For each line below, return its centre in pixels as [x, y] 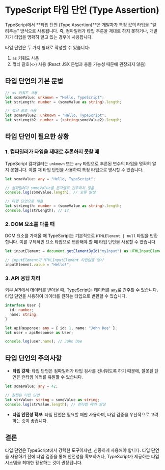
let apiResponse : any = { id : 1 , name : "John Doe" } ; [61, 328]
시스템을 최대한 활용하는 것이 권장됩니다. [44, 463]
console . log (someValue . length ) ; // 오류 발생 [50, 193]
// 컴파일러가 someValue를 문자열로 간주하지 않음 [50, 188]
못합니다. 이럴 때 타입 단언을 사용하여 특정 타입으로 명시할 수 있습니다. [77, 169]
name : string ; [24, 314]
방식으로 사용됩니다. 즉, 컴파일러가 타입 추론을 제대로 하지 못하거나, [84, 31]
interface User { [23, 305]
